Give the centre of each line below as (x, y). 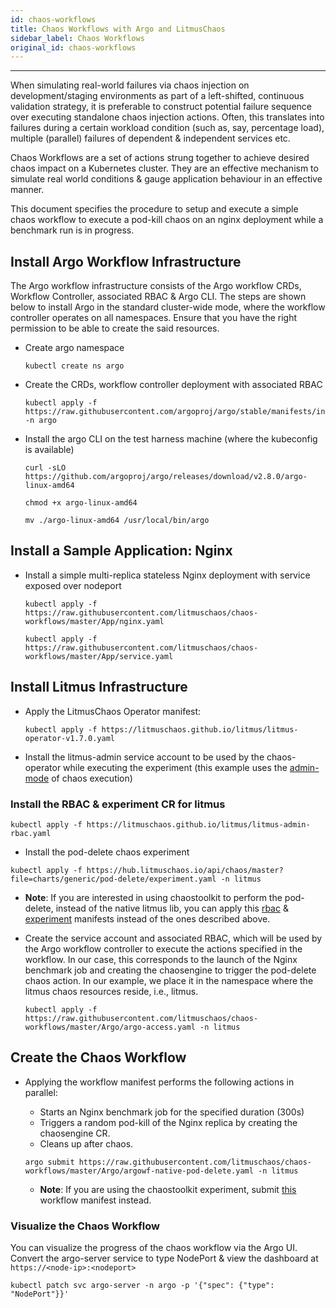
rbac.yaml (31, 833)
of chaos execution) (92, 778)
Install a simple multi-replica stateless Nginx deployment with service (167, 575)
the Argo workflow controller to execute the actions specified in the (163, 948)
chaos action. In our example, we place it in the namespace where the (169, 980)
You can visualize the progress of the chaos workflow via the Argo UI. (154, 1248)
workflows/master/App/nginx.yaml (94, 621)
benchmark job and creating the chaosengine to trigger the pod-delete (170, 970)
